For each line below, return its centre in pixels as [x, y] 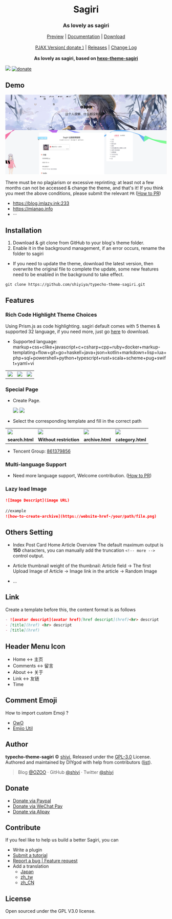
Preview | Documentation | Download [86, 36]
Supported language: [35, 341]
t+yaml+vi [23, 363]
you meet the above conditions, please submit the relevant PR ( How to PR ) [83, 193]
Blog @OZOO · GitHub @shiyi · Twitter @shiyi [66, 772]
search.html [20, 440]
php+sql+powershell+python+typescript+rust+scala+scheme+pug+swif [89, 358]
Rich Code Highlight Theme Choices [51, 315]
